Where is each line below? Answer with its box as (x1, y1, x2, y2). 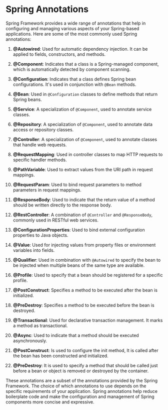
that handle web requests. (12, 142, 67, 148)
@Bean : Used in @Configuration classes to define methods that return (12, 91, 158, 97)
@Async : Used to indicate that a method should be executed (12, 332, 139, 338)
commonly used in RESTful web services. (12, 217, 99, 223)
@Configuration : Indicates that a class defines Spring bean (12, 76, 136, 82)
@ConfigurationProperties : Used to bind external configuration (12, 227, 145, 233)
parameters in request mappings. (12, 187, 81, 193)
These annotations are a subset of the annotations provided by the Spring (5, 377, 158, 383)
